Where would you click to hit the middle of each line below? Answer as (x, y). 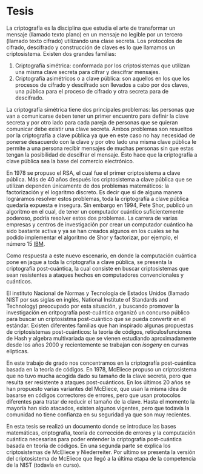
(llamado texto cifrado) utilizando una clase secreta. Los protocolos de (95, 41)
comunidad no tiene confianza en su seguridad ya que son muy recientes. (99, 415)
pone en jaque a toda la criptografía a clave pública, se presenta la (89, 262)
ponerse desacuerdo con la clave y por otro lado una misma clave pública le (101, 141)
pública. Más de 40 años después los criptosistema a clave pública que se (99, 179)
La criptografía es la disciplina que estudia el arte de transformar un (91, 28)
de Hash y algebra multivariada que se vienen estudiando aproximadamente (101, 338)
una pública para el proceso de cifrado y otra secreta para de (92, 91)
